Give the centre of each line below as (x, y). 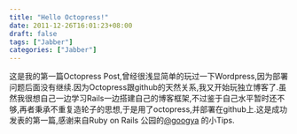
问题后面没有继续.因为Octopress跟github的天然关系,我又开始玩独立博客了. (144, 87)
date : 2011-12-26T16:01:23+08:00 (71, 26)
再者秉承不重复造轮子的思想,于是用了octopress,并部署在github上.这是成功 (153, 109)
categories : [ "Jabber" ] (53, 50)
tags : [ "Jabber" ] (41, 42)
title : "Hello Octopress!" (59, 17)
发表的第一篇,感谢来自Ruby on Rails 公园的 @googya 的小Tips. (122, 121)
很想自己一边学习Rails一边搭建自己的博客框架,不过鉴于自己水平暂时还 (151, 99)
